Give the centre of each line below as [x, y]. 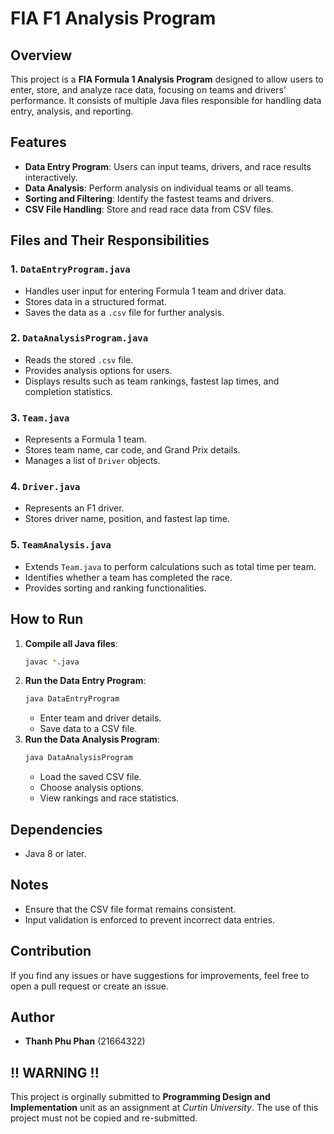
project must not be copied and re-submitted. [104, 1118]
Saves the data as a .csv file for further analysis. [124, 312]
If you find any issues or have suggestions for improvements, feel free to [160, 975]
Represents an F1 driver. [74, 508]
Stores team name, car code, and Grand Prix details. [132, 450]
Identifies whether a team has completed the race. [128, 577]
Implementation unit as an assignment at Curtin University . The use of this [164, 1108]
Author [32, 1017]
